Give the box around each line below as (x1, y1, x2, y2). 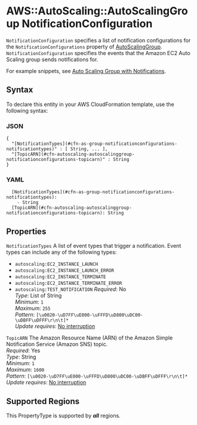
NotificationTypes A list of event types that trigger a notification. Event (6, 242, 181, 250)
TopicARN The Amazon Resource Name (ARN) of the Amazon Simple (6, 334, 173, 342)
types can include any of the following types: (6, 248, 117, 256)
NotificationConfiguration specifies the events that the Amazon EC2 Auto (6, 49, 191, 56)
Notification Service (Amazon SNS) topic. (6, 341, 108, 348)
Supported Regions (6, 396, 80, 406)
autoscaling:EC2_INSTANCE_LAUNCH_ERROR (14, 268, 115, 274)
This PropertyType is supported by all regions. (6, 412, 121, 419)
